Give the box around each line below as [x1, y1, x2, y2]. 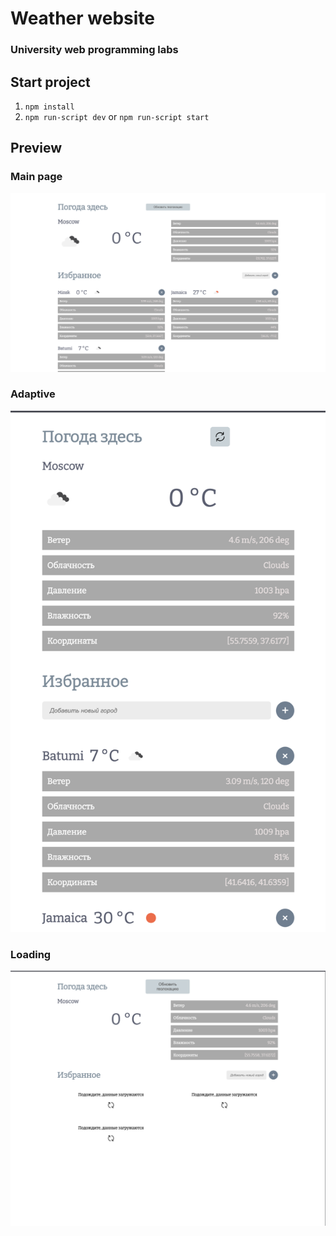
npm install [24, 102, 75, 112]
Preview [10, 140, 63, 157]
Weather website [10, 7, 156, 30]
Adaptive [10, 387, 56, 401]
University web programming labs [10, 43, 179, 57]
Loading [10, 948, 52, 962]
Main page [10, 170, 63, 184]
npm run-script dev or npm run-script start [24, 110, 210, 122]
